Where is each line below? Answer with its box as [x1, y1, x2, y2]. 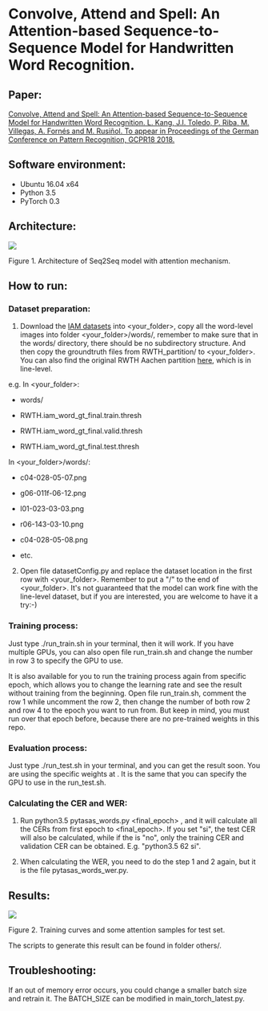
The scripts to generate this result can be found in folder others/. [8, 940, 222, 951]
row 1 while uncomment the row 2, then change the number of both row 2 [8, 696, 250, 706]
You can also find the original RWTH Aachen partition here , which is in [19, 355, 252, 365]
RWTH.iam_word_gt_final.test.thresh [19, 442, 140, 452]
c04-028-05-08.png [19, 535, 88, 545]
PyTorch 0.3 [19, 196, 60, 205]
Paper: [8, 87, 42, 101]
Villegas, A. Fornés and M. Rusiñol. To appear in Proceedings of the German [8, 126, 259, 136]
